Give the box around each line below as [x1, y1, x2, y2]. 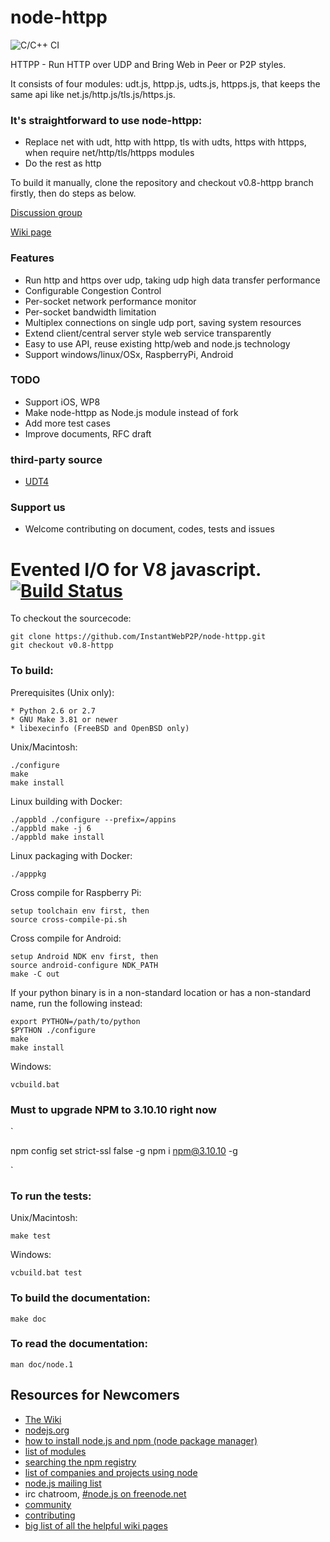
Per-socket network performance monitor [24, 295, 197, 307]
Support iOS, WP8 [24, 396, 101, 408]
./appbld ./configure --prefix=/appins [10, 814, 177, 825]
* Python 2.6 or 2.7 [10, 706, 97, 716]
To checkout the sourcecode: [10, 612, 132, 625]
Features [10, 251, 55, 265]
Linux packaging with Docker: [10, 849, 133, 861]
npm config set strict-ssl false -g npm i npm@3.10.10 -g [10, 1144, 238, 1156]
